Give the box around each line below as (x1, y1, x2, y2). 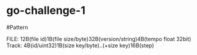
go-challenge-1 (6, 4, 85, 18)
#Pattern (6, 24, 29, 31)
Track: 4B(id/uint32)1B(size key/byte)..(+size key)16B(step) (6, 42, 154, 49)
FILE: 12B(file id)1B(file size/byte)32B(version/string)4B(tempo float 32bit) (6, 35, 192, 42)
